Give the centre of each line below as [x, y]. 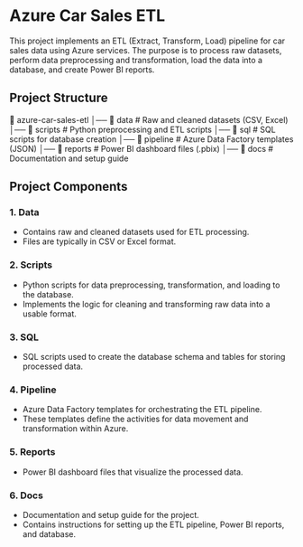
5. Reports [32, 452]
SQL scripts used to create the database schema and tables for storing [154, 357]
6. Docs [26, 495]
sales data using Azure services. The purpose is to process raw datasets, [146, 50]
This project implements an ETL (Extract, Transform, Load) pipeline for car [147, 41]
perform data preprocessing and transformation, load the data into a [136, 60]
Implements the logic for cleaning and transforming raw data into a [146, 304]
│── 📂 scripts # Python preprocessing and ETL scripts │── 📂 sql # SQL [143, 129]
